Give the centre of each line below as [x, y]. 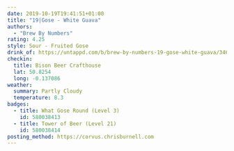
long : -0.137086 [37, 78]
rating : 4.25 [26, 40]
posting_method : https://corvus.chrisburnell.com [81, 136]
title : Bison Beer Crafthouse [57, 65]
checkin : [20, 59]
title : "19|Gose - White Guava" [54, 20]
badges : [18, 104]
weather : [20, 85]
